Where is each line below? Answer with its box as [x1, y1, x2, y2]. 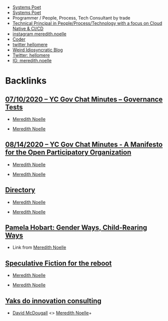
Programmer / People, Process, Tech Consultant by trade [12, 15, 130, 21]
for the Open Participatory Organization [5, 148, 131, 157]
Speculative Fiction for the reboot [5, 259, 112, 267]
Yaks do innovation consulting [5, 296, 101, 305]
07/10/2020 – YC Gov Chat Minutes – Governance [5, 95, 163, 103]
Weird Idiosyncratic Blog [12, 47, 63, 53]
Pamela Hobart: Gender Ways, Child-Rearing [5, 223, 147, 232]
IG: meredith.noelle [12, 58, 52, 63]
